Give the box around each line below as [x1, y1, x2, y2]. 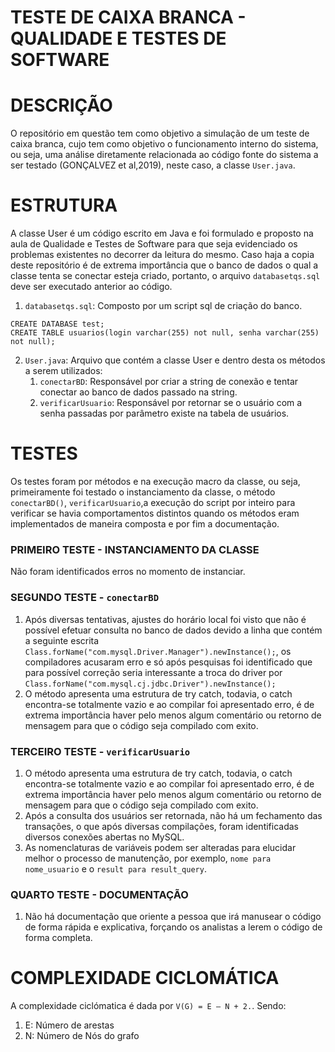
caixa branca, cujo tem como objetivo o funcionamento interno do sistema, [10, 138, 319, 150]
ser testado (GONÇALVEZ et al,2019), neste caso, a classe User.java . [10, 159, 296, 171]
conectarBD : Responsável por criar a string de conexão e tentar [39, 376, 299, 388]
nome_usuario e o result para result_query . [24, 862, 207, 875]
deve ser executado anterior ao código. [10, 281, 173, 293]
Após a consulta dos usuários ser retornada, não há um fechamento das [24, 809, 323, 821]
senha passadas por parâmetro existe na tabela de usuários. [39, 407, 290, 420]
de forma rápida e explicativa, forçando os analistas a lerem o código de [24, 921, 323, 933]
